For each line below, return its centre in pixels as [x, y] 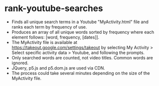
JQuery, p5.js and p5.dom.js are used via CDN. [58, 68]
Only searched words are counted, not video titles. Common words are [82, 57]
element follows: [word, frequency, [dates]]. [56, 37]
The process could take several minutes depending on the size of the [81, 73]
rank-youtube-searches [54, 8]
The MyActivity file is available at [44, 42]
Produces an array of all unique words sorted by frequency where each [83, 32]
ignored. [20, 63]
